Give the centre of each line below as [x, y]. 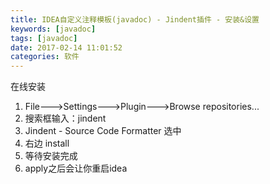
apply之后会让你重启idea [76, 168]
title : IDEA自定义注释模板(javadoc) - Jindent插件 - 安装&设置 [135, 19]
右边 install [47, 143]
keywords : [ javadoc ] [53, 29]
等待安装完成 [51, 156]
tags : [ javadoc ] [44, 38]
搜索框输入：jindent [65, 118]
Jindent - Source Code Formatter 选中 [103, 131]
